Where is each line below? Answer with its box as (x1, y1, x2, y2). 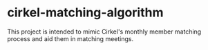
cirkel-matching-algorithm (7, 5, 164, 21)
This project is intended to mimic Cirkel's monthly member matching (7, 27, 202, 36)
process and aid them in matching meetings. (7, 34, 133, 42)
